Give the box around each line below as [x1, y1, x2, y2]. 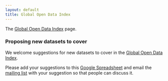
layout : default [5, 7, 39, 12]
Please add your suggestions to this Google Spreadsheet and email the [5, 64, 152, 70]
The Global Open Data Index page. [5, 25, 77, 31]
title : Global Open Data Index [5, 12, 71, 17]
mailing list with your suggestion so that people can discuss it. [5, 69, 134, 75]
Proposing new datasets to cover [5, 38, 87, 45]
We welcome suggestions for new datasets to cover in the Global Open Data [5, 49, 163, 55]
